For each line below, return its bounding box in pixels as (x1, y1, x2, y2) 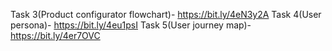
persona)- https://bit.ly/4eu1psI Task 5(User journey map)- (10, 19, 252, 31)
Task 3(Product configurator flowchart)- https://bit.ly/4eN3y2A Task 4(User (10, 9, 322, 20)
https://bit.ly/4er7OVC (10, 30, 101, 41)
